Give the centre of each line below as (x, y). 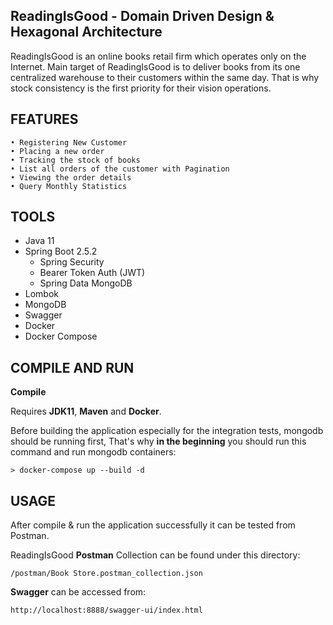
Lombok (42, 294)
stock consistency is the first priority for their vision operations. (141, 88)
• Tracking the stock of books (75, 160)
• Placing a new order (57, 151)
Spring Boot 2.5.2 (61, 251)
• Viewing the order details (71, 177)
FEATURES (44, 119)
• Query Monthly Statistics (69, 186)
